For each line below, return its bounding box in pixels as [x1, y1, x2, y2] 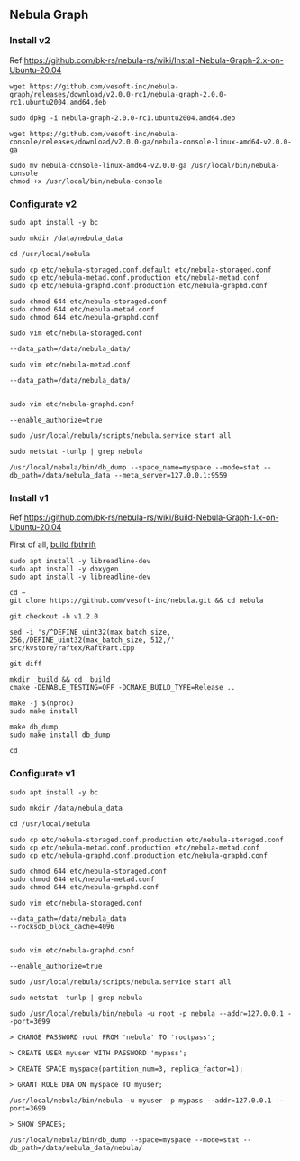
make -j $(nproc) [9, 699, 75, 708]
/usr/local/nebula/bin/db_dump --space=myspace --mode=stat [9, 1135, 241, 1145]
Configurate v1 [9, 767, 76, 780]
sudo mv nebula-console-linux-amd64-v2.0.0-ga [9, 161, 187, 170]
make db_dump [9, 722, 59, 732]
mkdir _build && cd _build [9, 675, 111, 684]
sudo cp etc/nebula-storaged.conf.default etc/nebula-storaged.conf [9, 265, 272, 274]
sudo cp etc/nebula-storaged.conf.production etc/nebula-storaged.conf [9, 835, 284, 844]
